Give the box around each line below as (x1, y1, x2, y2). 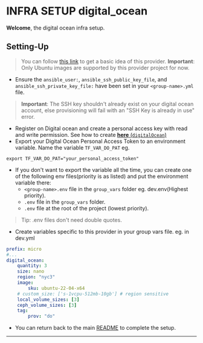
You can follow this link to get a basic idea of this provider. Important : (21, 57, 195, 65)
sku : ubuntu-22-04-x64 (28, 285, 85, 291)
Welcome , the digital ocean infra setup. (6, 24, 105, 31)
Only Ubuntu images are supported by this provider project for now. (21, 64, 190, 71)
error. (21, 113, 35, 120)
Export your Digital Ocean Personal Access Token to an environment (14, 137, 186, 145)
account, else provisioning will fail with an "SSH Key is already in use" (21, 107, 195, 114)
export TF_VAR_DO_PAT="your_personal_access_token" (6, 156, 139, 162)
